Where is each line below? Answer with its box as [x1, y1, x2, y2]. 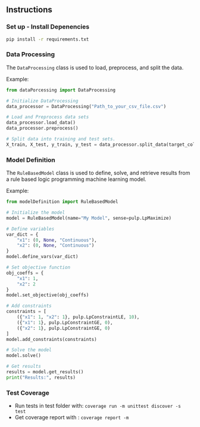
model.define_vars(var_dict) [6, 254, 79, 260]
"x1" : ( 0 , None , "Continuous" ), [17, 237, 97, 243]
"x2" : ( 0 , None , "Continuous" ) [17, 242, 95, 248]
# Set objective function [6, 265, 70, 271]
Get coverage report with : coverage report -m [14, 414, 129, 421]
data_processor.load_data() [6, 119, 76, 126]
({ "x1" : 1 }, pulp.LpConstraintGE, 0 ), [17, 320, 113, 325]
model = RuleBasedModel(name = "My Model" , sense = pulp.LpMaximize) [6, 215, 171, 221]
